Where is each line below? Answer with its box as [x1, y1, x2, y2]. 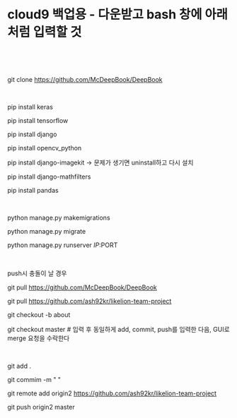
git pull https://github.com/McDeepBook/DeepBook [7, 283, 157, 292]
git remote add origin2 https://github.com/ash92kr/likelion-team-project [7, 389, 217, 398]
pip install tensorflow [7, 116, 69, 124]
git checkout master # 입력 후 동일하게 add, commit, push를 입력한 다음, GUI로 [7, 325, 230, 333]
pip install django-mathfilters [7, 172, 91, 181]
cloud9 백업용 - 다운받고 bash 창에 [7, 6, 202, 23]
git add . [7, 362, 32, 370]
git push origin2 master [7, 402, 76, 411]
